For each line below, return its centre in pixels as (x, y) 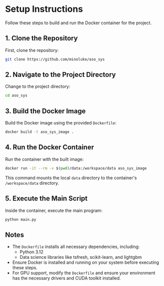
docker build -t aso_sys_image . (40, 132)
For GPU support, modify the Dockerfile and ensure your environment (84, 273)
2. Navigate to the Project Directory (61, 75)
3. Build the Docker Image (45, 111)
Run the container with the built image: (44, 159)
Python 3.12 (31, 252)
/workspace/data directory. (32, 183)
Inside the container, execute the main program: (54, 210)
